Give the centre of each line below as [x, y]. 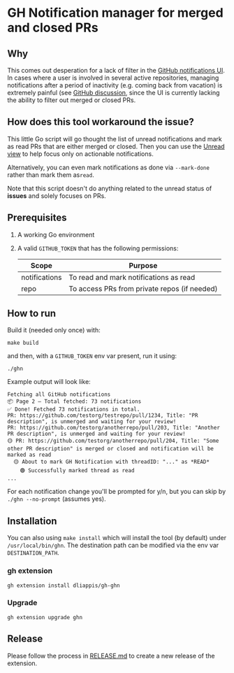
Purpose [143, 265]
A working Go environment [56, 234]
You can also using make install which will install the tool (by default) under [117, 538]
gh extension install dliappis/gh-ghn [64, 586]
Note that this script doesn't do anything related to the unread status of [110, 188]
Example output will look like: [49, 382]
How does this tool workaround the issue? [101, 122]
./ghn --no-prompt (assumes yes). [57, 499]
